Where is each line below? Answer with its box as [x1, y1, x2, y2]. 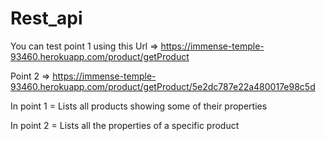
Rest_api [10, 7, 83, 30]
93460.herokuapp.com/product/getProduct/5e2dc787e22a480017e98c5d [10, 80, 316, 92]
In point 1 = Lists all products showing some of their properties [10, 100, 268, 112]
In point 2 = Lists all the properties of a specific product [10, 119, 240, 131]
